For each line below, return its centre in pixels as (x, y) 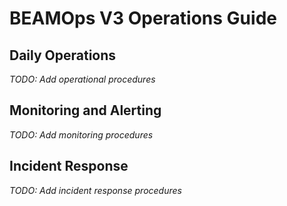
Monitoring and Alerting (85, 110)
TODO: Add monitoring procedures (81, 134)
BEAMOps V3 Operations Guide (143, 18)
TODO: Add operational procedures (82, 79)
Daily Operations (63, 55)
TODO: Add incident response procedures (95, 190)
